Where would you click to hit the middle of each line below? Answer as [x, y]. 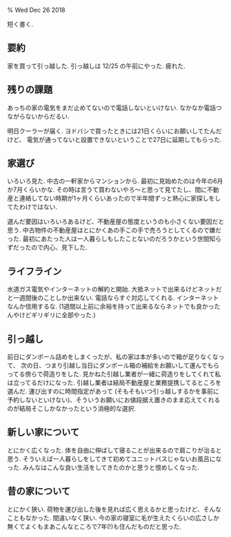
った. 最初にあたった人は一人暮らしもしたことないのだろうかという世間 [108, 239]
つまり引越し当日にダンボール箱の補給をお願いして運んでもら [132, 365]
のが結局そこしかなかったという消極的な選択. [72, 409]
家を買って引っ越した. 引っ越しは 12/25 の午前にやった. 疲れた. [97, 65]
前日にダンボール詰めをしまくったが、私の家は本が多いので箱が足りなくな [113, 357]
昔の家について [39, 491]
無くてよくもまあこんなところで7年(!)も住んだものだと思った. [94, 526]
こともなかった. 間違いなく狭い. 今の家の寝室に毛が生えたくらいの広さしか [113, 518]
